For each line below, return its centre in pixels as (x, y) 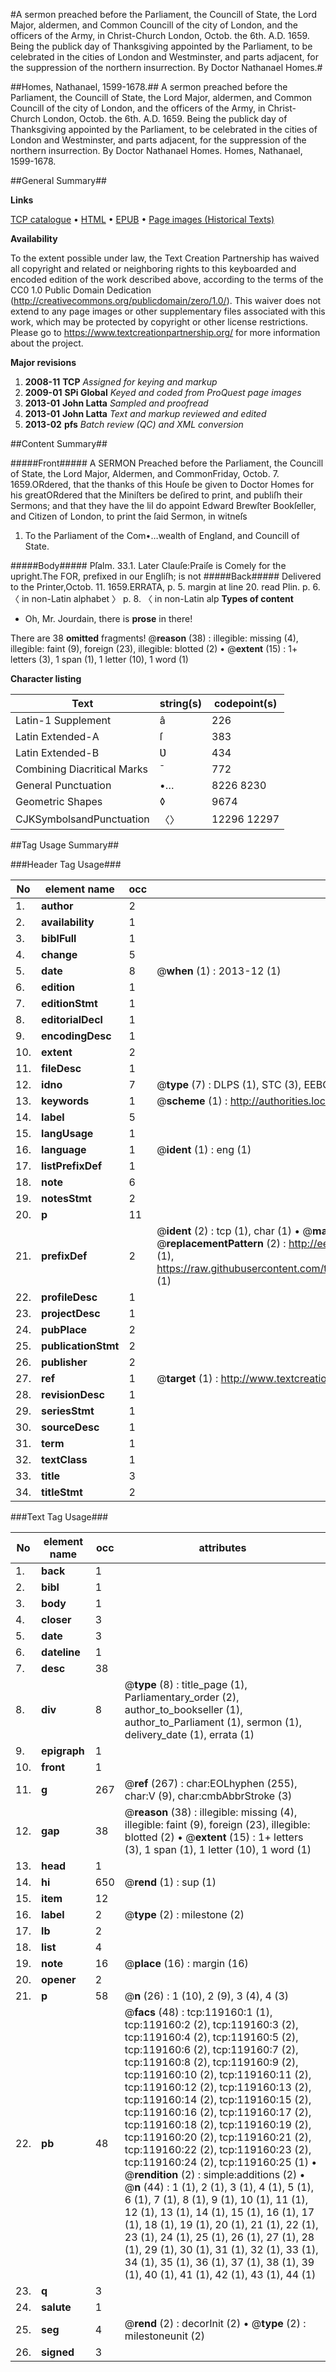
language (64, 1149)
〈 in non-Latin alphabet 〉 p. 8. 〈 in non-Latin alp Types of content (152, 598)
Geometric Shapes (59, 801)
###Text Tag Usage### (59, 1517)
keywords (65, 1101)
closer (56, 1619)
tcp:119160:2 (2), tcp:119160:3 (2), (211, 2024)
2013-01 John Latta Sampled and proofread (116, 403)
